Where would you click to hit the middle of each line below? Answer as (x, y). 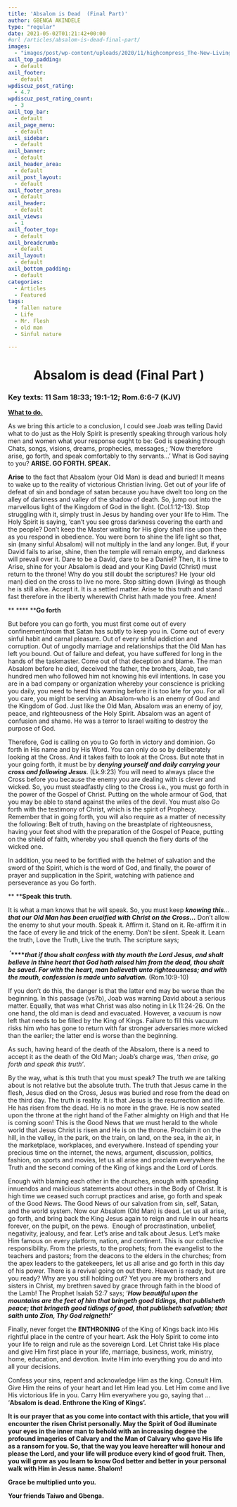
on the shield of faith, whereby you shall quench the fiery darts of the (108, 839)
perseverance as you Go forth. (52, 883)
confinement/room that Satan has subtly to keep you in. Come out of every (116, 631)
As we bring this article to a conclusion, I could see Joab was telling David (115, 425)
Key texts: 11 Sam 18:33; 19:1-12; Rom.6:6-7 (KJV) (95, 397)
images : (19, 46)
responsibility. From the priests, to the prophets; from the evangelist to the (116, 1248)
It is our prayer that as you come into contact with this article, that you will (118, 1416)
